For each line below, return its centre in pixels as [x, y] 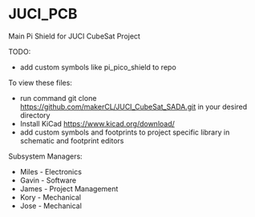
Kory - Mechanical [51, 197]
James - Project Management [69, 188]
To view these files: [40, 82]
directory [35, 115]
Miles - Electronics [51, 171]
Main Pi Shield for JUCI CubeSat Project [74, 36]
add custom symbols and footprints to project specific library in [125, 132]
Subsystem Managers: [45, 156]
